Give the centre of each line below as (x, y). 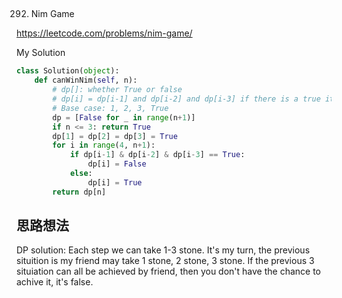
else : (81, 174)
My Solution (41, 53)
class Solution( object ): (68, 71)
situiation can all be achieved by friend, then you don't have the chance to (168, 271)
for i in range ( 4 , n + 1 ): (104, 145)
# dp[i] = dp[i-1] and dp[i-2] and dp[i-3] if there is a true (186, 99)
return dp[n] (79, 192)
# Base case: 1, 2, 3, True (110, 108)
